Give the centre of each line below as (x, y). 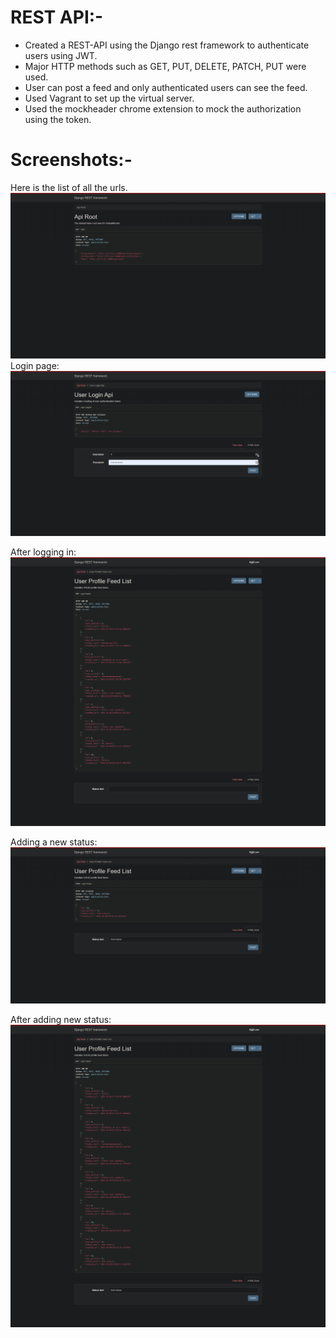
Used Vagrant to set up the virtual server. (109, 98)
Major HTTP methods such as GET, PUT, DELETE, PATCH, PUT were (165, 66)
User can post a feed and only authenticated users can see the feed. (166, 87)
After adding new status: (61, 1020)
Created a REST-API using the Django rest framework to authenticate (167, 45)
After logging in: (43, 552)
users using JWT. (61, 55)
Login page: (35, 365)
